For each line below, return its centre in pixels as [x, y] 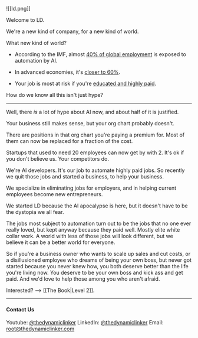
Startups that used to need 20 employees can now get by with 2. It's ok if [95, 152]
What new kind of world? [36, 43]
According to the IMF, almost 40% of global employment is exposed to [100, 54]
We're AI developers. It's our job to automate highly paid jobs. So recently [95, 170]
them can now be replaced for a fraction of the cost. [70, 141]
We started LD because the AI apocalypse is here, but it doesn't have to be [97, 206]
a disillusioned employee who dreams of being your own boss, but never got [99, 260]
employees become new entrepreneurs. [55, 194]
